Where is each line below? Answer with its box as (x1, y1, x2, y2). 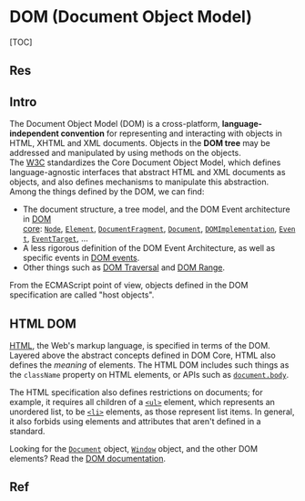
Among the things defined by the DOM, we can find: (9, 186, 205, 197)
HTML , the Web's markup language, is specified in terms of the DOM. (9, 339, 270, 350)
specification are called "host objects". (9, 289, 155, 300)
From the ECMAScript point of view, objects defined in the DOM (9, 280, 249, 291)
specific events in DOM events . (22, 253, 140, 264)
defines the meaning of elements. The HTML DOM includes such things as (9, 359, 290, 371)
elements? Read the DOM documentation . (9, 453, 167, 464)
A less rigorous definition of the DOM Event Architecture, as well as (22, 243, 276, 254)
